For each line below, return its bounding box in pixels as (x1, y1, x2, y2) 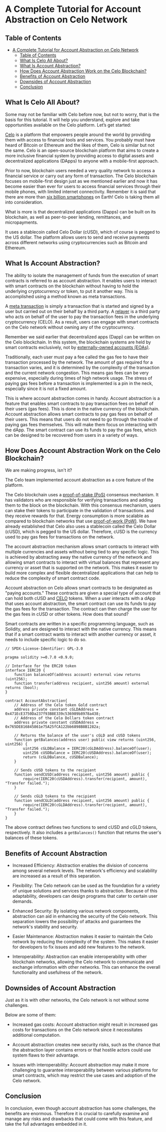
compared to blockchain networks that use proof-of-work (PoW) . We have (5, 518, 157, 524)
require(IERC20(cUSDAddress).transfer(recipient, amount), (23, 777, 148, 782)
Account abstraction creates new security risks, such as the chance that (12, 1042, 161, 1048)
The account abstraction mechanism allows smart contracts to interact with (5, 543, 160, 549)
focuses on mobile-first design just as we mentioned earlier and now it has (5, 178, 158, 184)
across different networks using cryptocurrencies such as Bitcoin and (5, 239, 148, 245)
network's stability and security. (12, 924, 78, 930)
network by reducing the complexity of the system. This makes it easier (12, 939, 159, 945)
